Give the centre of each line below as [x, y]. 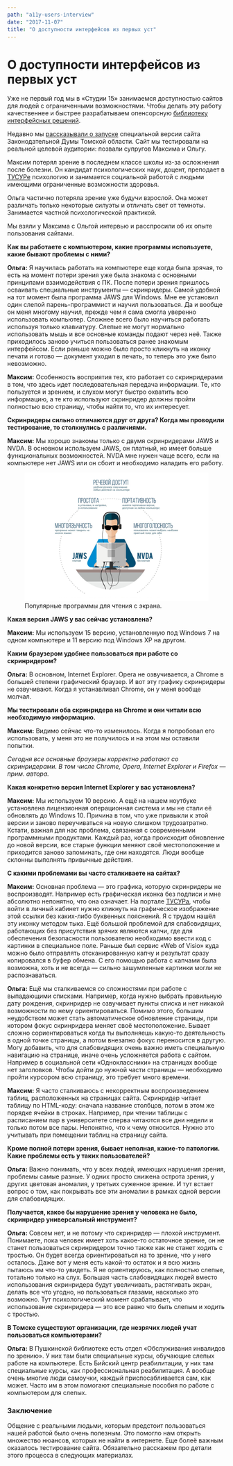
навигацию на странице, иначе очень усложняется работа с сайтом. [109, 1055]
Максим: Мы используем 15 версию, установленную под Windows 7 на [114, 633]
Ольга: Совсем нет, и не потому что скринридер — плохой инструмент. [114, 1233]
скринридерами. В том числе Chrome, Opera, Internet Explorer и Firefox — [116, 767]
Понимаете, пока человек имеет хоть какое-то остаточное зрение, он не [116, 1240]
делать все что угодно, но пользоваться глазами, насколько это [103, 1292]
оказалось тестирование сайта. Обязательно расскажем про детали [110, 1448]
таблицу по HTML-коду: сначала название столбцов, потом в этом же [111, 1106]
